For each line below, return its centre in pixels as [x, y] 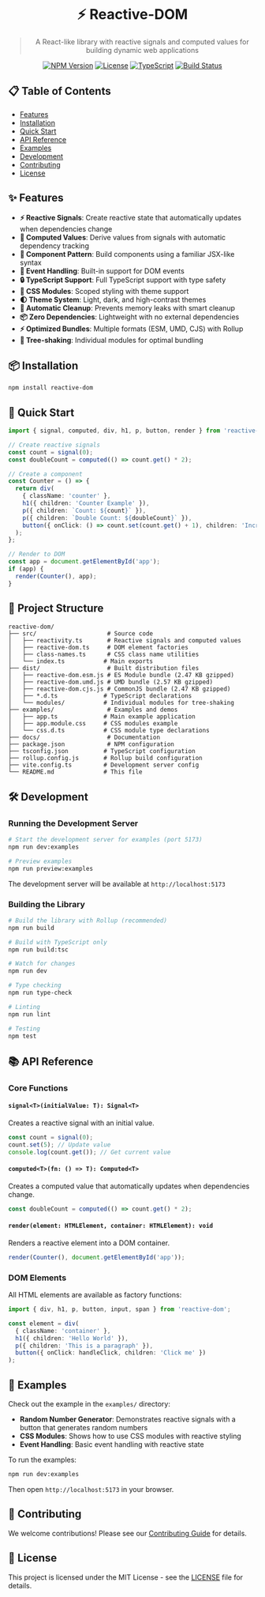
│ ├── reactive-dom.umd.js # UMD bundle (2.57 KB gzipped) [111, 682]
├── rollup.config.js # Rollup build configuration [105, 758]
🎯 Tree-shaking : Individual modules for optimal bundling [111, 340]
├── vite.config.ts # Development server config [104, 765]
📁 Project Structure [56, 608]
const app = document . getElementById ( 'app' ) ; [84, 562]
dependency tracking [54, 246]
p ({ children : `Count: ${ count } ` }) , [84, 510]
